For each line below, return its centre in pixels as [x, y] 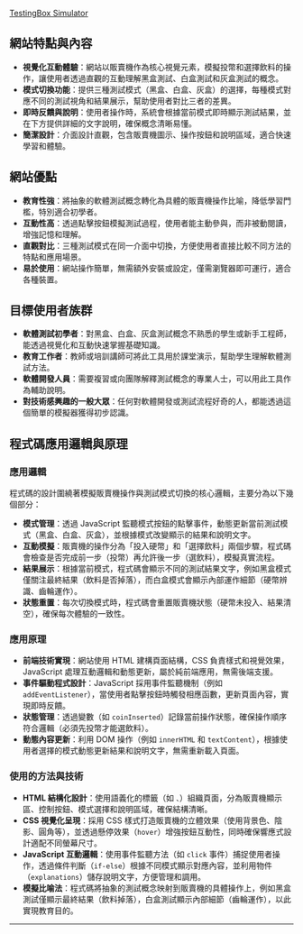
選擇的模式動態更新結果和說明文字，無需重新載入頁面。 [141, 751]
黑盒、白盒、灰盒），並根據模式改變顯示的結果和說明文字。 [147, 535]
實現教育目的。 [50, 911]
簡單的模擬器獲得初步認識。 [82, 413]
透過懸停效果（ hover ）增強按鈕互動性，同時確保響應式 [183, 831]
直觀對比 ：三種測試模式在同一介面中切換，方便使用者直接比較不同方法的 [156, 245]
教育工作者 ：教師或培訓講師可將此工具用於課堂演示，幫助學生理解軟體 [153, 356]
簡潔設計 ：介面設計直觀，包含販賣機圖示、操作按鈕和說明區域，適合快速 [156, 134]
